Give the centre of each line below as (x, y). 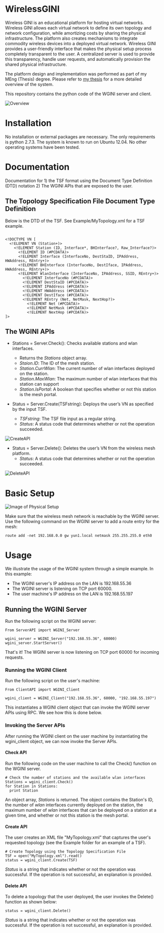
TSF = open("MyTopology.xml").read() (44, 856)
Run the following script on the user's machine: (53, 681)
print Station (24, 790)
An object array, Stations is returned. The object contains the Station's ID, (79, 800)
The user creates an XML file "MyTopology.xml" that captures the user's (78, 837)
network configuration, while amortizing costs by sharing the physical (75, 33)
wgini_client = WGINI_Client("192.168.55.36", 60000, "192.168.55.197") (81, 698)
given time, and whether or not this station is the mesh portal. (67, 815)
